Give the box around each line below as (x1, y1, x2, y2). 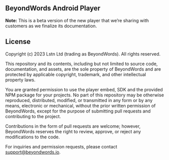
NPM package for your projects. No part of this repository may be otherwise (5, 92, 164, 98)
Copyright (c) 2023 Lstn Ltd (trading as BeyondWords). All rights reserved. (5, 50, 161, 57)
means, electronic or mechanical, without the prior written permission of (5, 102, 156, 109)
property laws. (5, 77, 36, 83)
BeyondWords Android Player (5, 4, 101, 13)
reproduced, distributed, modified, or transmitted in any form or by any (5, 97, 153, 103)
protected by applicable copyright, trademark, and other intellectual (5, 71, 146, 77)
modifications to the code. (5, 134, 60, 140)
